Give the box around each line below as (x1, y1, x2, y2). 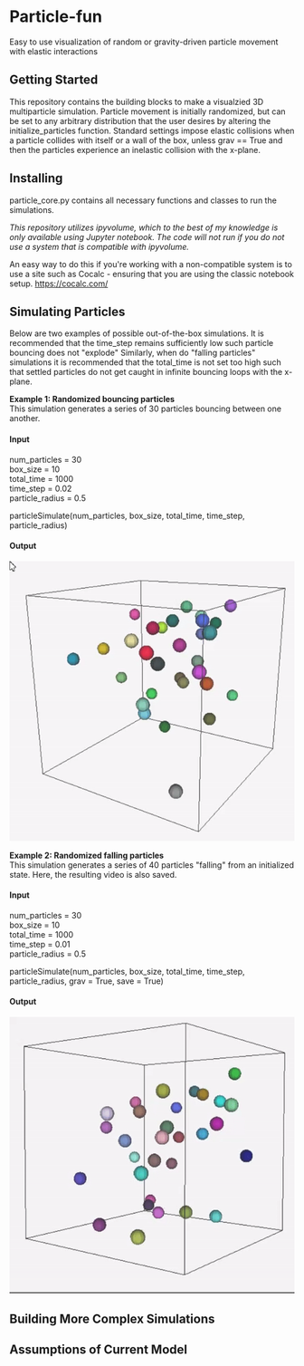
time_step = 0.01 (9, 938, 71, 949)
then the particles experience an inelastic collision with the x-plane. (9, 144, 261, 155)
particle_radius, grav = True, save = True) (9, 976, 165, 986)
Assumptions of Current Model (9, 1342, 188, 1357)
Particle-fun (9, 6, 102, 27)
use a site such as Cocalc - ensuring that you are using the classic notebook (9, 268, 294, 279)
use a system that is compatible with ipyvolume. (9, 241, 190, 252)
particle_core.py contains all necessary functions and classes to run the (9, 195, 278, 206)
